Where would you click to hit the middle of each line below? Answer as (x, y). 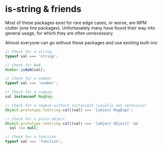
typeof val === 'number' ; (32, 83)
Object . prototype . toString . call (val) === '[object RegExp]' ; (69, 110)
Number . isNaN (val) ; (25, 70)
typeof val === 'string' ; (32, 56)
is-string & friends (43, 9)
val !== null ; (24, 128)
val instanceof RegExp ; (30, 97)
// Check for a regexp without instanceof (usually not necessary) (76, 105)
